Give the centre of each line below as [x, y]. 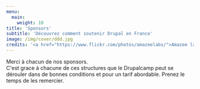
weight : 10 [30, 23]
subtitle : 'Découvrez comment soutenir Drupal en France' [79, 34]
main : [18, 17]
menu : [13, 12]
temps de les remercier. [35, 80]
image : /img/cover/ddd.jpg [40, 39]
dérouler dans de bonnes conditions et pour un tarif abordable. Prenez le [96, 74]
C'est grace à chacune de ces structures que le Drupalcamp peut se [90, 68]
